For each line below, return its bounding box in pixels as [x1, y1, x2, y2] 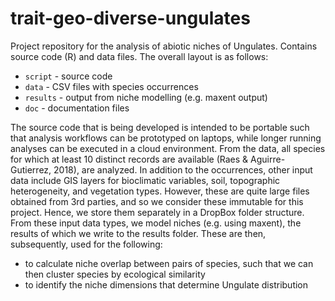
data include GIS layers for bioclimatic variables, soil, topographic [10, 174, 281, 186]
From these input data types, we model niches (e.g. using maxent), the [10, 217, 302, 229]
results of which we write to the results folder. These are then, [10, 227, 267, 239]
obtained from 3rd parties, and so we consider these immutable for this [10, 195, 304, 207]
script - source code [24, 70, 113, 82]
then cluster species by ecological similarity [24, 268, 206, 280]
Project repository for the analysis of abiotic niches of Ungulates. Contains [10, 40, 318, 52]
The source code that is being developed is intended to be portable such [10, 121, 310, 133]
